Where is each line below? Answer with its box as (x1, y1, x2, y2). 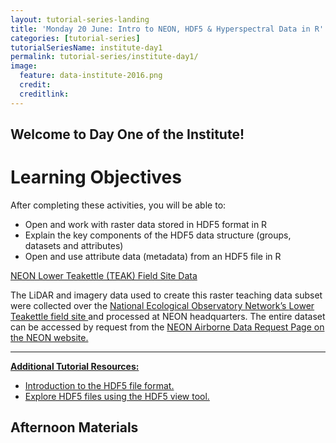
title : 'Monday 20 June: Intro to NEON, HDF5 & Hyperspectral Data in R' (10, 24, 325, 34)
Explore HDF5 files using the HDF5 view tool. (24, 390, 210, 402)
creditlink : (19, 89, 70, 99)
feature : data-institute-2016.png (19, 71, 163, 81)
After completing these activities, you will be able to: (10, 199, 227, 211)
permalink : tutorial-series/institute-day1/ (10, 52, 199, 62)
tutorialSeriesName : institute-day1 (10, 42, 163, 53)
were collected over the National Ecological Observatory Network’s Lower (10, 299, 315, 311)
